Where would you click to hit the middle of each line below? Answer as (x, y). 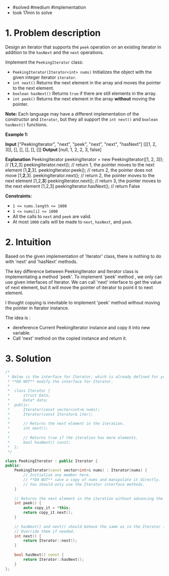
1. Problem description (53, 33)
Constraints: (19, 196)
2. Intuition (28, 242)
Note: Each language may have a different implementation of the (72, 114)
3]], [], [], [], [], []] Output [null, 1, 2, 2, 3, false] (54, 149)
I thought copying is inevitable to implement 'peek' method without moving (82, 302)
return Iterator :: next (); (51, 541)
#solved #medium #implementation (49, 7)
